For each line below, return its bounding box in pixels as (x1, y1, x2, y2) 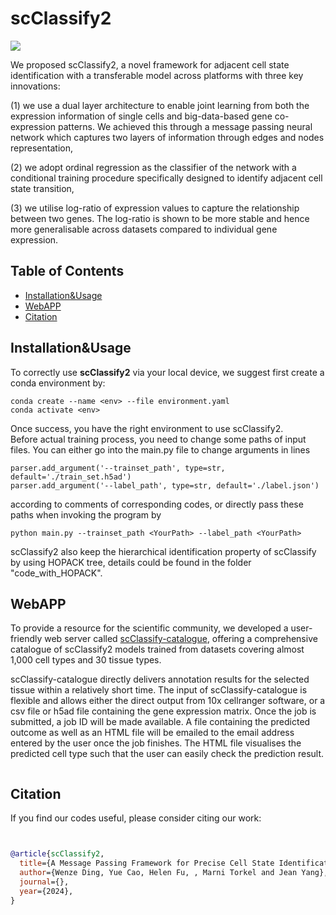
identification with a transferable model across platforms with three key (10, 69, 304, 81)
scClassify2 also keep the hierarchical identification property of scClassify (10, 545, 317, 557)
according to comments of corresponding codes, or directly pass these (10, 498, 304, 510)
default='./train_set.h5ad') (10, 472, 132, 482)
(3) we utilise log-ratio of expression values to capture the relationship (10, 202, 300, 214)
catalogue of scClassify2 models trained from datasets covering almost (10, 643, 305, 656)
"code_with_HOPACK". (10, 567, 103, 579)
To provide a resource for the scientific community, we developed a (10, 622, 289, 634)
